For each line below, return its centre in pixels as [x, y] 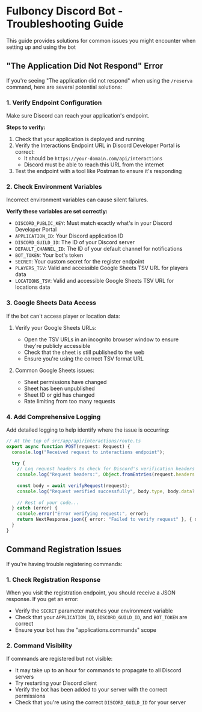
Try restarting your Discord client [56, 683]
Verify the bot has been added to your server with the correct [91, 690]
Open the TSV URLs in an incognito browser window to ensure [101, 339]
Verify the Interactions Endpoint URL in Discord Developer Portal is [97, 145]
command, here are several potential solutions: [64, 87]
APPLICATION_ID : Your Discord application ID [69, 236]
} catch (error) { [35, 508]
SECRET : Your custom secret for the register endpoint [79, 262]
